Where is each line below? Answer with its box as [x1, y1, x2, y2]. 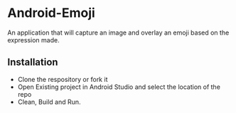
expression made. [7, 35, 60, 44]
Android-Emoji [7, 5, 96, 21]
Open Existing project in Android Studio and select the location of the [17, 83, 220, 91]
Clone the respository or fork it [17, 75, 108, 83]
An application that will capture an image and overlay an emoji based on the [7, 28, 230, 37]
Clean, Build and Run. [17, 97, 81, 106]
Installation [7, 56, 58, 69]
